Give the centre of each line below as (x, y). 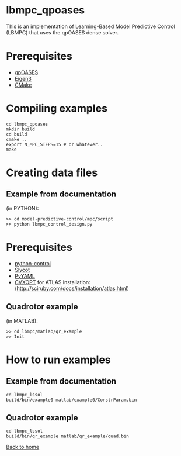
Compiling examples (57, 108)
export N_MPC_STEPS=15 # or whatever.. (55, 144)
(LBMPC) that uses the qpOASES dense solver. (62, 32)
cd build (17, 134)
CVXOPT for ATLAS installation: (52, 282)
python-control (33, 263)
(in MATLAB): (22, 321)
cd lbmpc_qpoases (27, 124)
